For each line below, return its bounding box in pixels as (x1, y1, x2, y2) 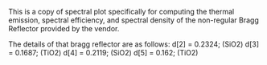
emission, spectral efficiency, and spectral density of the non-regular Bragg (8, 15, 260, 25)
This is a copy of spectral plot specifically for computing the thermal (8, 7, 235, 16)
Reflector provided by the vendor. (8, 24, 120, 33)
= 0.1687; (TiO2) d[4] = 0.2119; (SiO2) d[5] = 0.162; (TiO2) (8, 48, 199, 57)
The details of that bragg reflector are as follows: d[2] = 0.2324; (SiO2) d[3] (8, 39, 260, 49)
